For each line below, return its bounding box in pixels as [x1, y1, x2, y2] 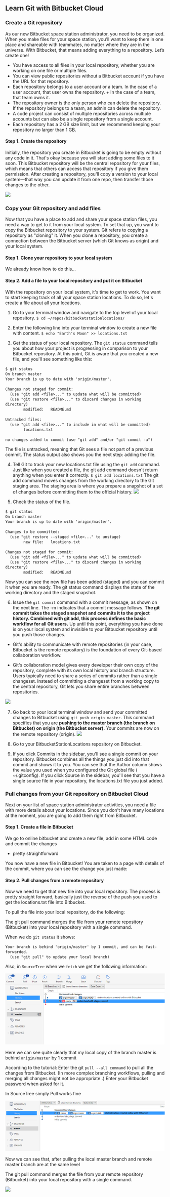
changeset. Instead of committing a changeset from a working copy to [12, 678, 159, 684]
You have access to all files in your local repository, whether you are [12, 62, 155, 68]
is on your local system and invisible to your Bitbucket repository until [12, 626, 158, 632]
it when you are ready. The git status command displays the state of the [5, 584, 155, 590]
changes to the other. [5, 182, 50, 188]
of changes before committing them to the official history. [12, 488, 133, 495]
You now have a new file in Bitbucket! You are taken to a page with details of [5, 860, 164, 866]
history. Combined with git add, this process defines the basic [12, 615, 146, 622]
